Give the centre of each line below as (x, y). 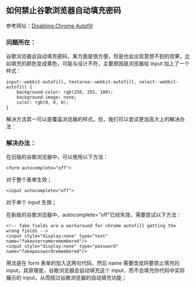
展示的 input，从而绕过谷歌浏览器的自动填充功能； (66, 278)
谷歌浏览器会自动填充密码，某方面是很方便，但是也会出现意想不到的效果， (95, 56)
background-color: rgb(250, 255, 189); (65, 93)
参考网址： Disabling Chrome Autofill (50, 26)
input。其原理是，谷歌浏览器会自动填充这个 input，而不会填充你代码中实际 (96, 271)
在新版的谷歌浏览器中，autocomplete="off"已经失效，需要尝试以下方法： (94, 215)
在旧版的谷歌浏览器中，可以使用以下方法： (57, 157)
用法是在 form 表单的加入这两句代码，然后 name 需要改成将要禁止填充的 (93, 263)
